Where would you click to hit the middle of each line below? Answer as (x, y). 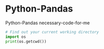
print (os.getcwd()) (26, 41)
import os (16, 37)
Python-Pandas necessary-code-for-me (48, 23)
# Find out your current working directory (52, 32)
